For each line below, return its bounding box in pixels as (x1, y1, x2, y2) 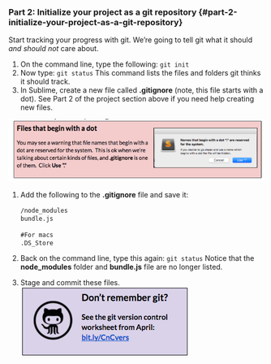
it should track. (19, 76, 71, 87)
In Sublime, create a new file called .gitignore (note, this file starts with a (19, 85, 264, 95)
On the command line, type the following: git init (19, 59, 189, 69)
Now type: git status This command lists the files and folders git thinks (19, 68, 261, 78)
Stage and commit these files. (19, 278, 120, 288)
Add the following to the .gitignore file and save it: (19, 190, 189, 200)
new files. (19, 102, 53, 112)
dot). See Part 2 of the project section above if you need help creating (19, 94, 255, 104)
